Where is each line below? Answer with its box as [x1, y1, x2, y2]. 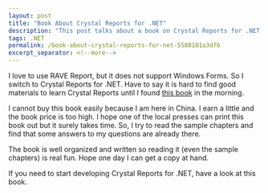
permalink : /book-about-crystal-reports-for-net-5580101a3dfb [8, 42, 221, 50]
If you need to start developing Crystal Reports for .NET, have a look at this [8, 169, 256, 178]
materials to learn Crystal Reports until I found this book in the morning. [8, 88, 245, 97]
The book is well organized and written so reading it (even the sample [8, 145, 239, 154]
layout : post [8, 11, 52, 20]
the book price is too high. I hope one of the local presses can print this [8, 112, 245, 121]
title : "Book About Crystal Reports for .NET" [8, 19, 167, 27]
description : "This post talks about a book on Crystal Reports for [8, 26, 242, 34]
